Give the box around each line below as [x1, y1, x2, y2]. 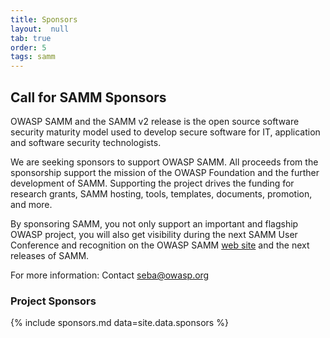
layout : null [10, 24, 70, 34]
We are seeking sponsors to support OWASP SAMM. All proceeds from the [10, 156, 319, 168]
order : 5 [10, 42, 47, 53]
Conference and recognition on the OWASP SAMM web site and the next [10, 239, 310, 251]
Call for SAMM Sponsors [10, 89, 167, 106]
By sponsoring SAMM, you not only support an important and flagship [10, 217, 299, 230]
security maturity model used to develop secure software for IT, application [10, 126, 321, 138]
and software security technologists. [10, 136, 162, 148]
